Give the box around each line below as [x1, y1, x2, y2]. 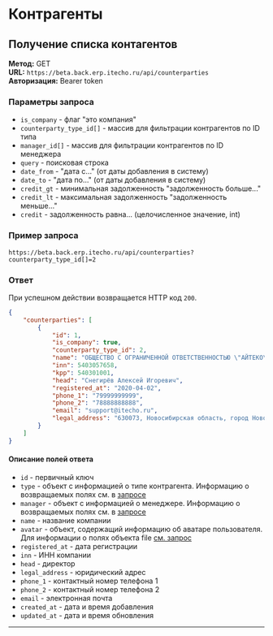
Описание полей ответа [8, 454, 93, 464]
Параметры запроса [8, 96, 95, 107]
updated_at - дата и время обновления [19, 610, 154, 620]
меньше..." [19, 201, 58, 211]
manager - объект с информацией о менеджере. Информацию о [19, 498, 240, 508]
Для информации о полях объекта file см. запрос [19, 533, 193, 543]
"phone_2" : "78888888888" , [51, 399, 144, 407]
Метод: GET [8, 58, 51, 68]
